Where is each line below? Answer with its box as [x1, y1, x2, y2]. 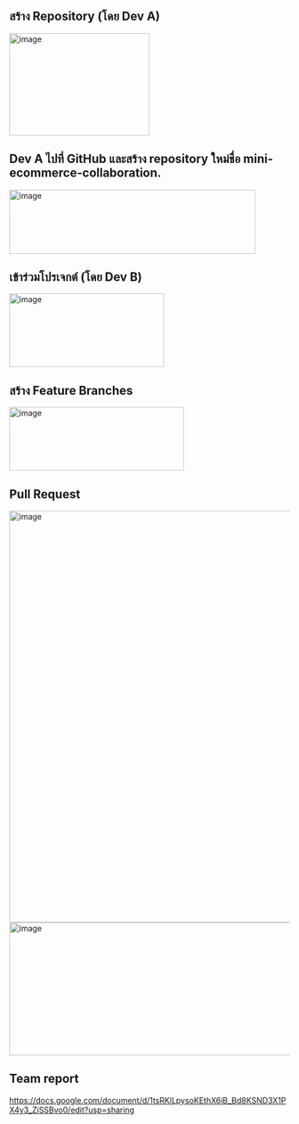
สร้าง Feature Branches [9, 382, 133, 398]
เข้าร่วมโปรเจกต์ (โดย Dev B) [9, 269, 142, 285]
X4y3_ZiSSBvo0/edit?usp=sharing [9, 1104, 135, 1115]
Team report [9, 1071, 79, 1087]
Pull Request [9, 487, 81, 502]
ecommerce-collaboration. [9, 166, 162, 181]
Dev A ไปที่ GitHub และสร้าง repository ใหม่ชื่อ [9, 152, 241, 167]
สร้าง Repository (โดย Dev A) [9, 9, 160, 24]
